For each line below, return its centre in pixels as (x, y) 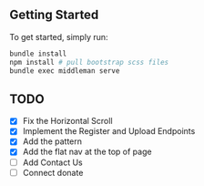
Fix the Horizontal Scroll (67, 121)
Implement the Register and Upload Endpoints (109, 131)
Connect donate (53, 172)
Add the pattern (52, 141)
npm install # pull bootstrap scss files (89, 62)
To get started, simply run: (59, 36)
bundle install (38, 54)
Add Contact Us (53, 162)
